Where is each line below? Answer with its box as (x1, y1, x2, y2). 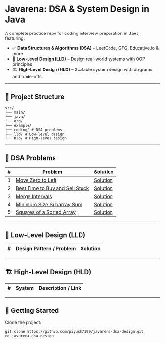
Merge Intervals (15, 193, 53, 200)
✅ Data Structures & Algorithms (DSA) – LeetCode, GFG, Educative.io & (12, 45, 159, 51)
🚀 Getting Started (5, 307, 59, 315)
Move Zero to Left (15, 176, 57, 183)
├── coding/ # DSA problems (5, 127, 63, 132)
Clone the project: (5, 319, 42, 325)
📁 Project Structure (5, 93, 65, 101)
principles (12, 61, 33, 67)
